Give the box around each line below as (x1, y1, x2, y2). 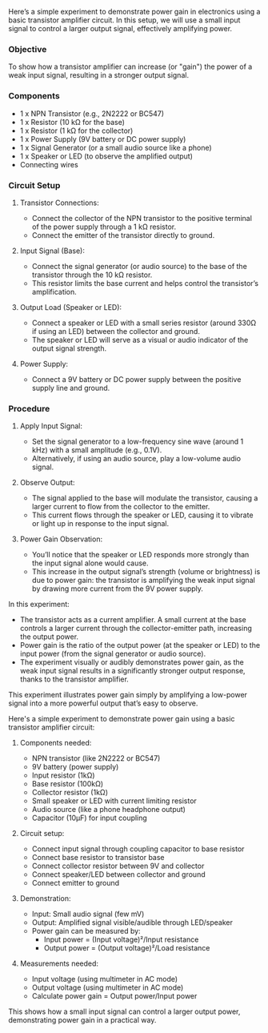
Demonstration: (19, 894, 71, 903)
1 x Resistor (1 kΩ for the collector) (19, 126, 134, 135)
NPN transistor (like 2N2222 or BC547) (31, 754, 161, 763)
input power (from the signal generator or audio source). (19, 649, 206, 659)
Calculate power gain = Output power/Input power (31, 991, 198, 1001)
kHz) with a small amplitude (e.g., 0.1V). (31, 445, 162, 455)
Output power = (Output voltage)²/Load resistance (43, 943, 210, 953)
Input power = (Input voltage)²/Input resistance (43, 935, 199, 944)
